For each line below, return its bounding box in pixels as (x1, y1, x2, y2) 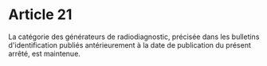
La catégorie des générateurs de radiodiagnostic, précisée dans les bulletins (8, 32, 260, 41)
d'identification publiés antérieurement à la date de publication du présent (8, 40, 251, 49)
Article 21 (8, 6, 73, 24)
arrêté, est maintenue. (8, 49, 81, 58)
